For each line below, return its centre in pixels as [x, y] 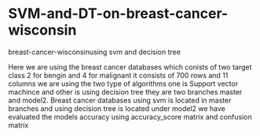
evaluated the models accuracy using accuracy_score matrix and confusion [130, 116]
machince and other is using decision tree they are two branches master [125, 91]
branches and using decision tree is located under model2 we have [117, 108]
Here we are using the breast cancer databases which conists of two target [130, 66]
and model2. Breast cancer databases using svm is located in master [120, 100]
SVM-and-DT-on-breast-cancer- [118, 14]
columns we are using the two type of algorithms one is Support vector [123, 84]
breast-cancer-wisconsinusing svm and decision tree [94, 52]
